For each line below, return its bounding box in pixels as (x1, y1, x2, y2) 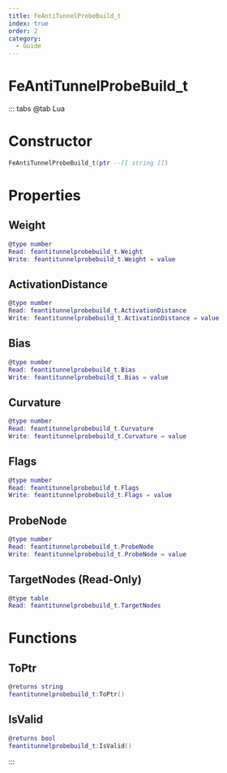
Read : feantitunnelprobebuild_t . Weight (8, 247, 143, 256)
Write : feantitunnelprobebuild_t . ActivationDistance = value (8, 314, 220, 323)
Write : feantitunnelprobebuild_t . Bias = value (8, 373, 169, 381)
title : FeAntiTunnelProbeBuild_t (8, 11, 122, 20)
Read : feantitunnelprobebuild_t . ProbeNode (8, 543, 154, 551)
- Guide (15, 42, 42, 50)
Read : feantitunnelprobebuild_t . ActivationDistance (8, 307, 186, 315)
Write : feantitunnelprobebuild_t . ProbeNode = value (8, 550, 186, 558)
